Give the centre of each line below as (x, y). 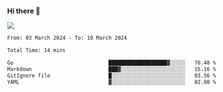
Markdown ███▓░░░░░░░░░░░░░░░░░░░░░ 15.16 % (111, 69)
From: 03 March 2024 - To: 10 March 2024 (67, 38)
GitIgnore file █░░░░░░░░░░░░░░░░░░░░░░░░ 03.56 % (111, 76)
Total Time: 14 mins (37, 51)
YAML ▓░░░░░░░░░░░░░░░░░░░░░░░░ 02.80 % (111, 82)
